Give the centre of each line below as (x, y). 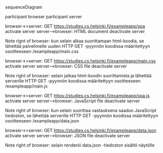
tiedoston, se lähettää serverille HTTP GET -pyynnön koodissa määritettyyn (82, 116)
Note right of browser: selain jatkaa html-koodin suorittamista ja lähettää (78, 76)
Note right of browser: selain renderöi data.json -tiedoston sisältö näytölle (80, 145)
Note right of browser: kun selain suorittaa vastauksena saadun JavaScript (81, 110)
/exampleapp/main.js (26, 86)
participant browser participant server (44, 16)
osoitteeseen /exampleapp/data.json (42, 121)
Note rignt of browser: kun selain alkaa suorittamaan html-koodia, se (75, 41)
